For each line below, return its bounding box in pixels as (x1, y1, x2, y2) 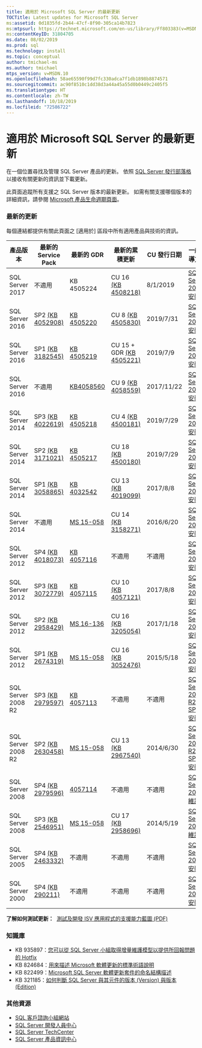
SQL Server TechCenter (14, 1028, 74, 1036)
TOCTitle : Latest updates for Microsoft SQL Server (6, 14, 138, 20)
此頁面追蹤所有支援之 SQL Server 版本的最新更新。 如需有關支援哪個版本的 (6, 188, 192, 196)
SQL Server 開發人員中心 (14, 1021, 77, 1029)
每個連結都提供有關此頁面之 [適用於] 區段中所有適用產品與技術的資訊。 (6, 227, 182, 234)
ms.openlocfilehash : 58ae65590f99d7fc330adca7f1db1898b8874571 (6, 76, 168, 82)
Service (37, 251, 61, 259)
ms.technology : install (6, 48, 66, 54)
